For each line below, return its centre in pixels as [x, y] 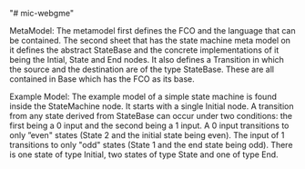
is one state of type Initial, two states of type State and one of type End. [144, 154]
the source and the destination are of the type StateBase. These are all [142, 69]
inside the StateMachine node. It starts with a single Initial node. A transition [152, 106]
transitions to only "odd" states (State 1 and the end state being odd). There [151, 145]
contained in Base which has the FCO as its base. [102, 79]
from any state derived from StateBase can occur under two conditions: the [151, 116]
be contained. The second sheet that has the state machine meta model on [150, 40]
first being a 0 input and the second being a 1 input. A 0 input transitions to [149, 125]
